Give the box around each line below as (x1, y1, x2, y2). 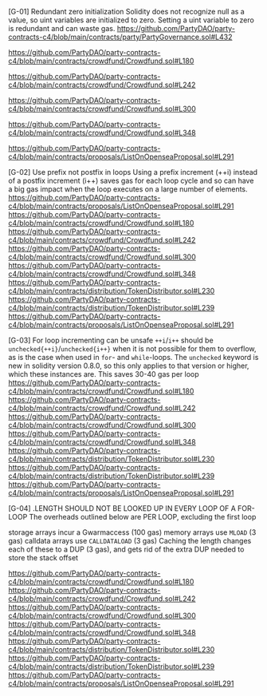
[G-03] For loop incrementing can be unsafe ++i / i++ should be (8, 335, 214, 345)
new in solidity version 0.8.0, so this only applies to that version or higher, (8, 361, 249, 370)
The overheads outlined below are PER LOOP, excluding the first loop (29, 512, 257, 521)
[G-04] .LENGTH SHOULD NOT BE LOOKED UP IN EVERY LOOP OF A (8, 504, 237, 513)
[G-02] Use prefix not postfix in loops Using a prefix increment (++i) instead (8, 168, 257, 176)
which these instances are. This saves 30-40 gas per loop (8, 370, 199, 378)
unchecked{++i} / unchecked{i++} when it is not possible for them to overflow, (8, 344, 257, 354)
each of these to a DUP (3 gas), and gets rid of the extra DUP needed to (8, 544, 245, 554)
